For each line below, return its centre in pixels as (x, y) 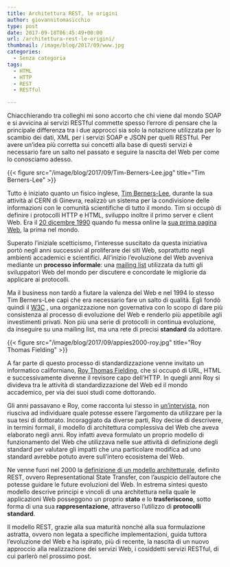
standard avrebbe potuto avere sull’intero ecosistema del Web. (96, 456)
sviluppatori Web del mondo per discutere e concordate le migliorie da (107, 273)
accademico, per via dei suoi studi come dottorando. (82, 393)
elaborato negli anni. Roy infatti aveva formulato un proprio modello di (106, 435)
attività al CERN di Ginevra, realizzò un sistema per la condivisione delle (108, 200)
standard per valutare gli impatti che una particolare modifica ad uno (104, 450)
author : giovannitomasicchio (49, 20)
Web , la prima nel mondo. (44, 230)
